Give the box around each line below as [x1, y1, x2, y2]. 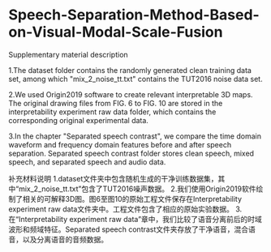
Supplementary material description [8, 49, 128, 59]
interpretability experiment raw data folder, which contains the [8, 107, 217, 117]
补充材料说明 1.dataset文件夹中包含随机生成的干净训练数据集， [8, 173, 218, 183]
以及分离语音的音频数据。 [22, 234, 108, 244]
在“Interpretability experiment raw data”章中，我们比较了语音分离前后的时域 [8, 214, 262, 224]
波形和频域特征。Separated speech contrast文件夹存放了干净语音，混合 [8, 224, 249, 234]
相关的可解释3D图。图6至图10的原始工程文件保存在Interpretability [22, 194, 242, 203]
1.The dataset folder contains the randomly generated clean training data [8, 65, 252, 75]
